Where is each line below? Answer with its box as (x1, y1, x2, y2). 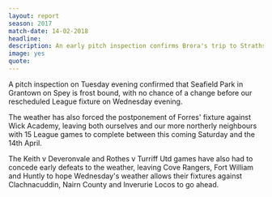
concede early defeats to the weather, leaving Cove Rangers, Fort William (8, 162, 253, 172)
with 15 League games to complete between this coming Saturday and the (8, 129, 256, 139)
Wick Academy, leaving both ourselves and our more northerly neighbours (8, 121, 257, 131)
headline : (8, 34, 42, 43)
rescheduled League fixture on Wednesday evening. (8, 96, 183, 106)
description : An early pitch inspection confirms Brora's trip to (8, 42, 237, 50)
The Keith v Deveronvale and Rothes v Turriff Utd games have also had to (8, 153, 253, 163)
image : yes (8, 49, 45, 58)
